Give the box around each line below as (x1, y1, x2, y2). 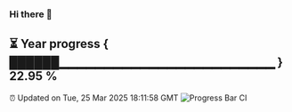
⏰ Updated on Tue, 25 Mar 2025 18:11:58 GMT (9, 92, 179, 103)
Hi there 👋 (9, 8, 53, 20)
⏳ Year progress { (9, 36, 109, 52)
